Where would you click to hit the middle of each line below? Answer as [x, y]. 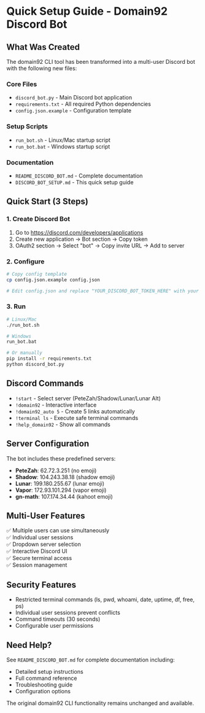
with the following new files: [42, 68]
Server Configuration [48, 444]
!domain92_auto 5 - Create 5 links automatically [75, 411]
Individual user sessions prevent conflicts [68, 613]
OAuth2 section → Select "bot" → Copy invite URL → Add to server [100, 245]
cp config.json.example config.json [53, 280]
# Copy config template [37, 274]
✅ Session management [37, 565]
